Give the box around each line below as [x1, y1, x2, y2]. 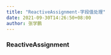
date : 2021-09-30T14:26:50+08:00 [6, 15, 91, 21]
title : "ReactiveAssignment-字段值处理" [6, 9, 106, 15]
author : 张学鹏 [6, 20, 42, 26]
